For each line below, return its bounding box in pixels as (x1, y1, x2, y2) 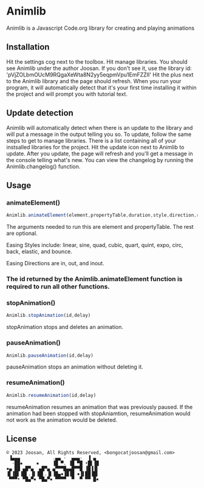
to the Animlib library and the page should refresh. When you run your (6, 77, 182, 84)
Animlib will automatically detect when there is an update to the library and (6, 124, 193, 131)
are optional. (6, 229, 38, 237)
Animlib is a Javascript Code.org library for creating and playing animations (6, 24, 195, 32)
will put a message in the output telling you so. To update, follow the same (6, 130, 192, 138)
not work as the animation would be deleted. (6, 416, 118, 423)
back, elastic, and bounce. (6, 248, 73, 256)
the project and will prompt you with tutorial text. (6, 90, 127, 98)
